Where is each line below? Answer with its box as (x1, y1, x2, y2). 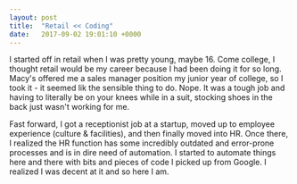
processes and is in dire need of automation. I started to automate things (9, 147, 276, 158)
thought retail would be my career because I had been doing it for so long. (9, 63, 283, 74)
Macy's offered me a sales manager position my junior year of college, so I (9, 73, 284, 84)
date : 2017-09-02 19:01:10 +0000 (9, 29, 142, 38)
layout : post (9, 13, 58, 22)
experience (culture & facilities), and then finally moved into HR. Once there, (9, 129, 288, 139)
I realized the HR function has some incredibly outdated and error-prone (9, 138, 275, 148)
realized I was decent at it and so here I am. (9, 166, 169, 177)
